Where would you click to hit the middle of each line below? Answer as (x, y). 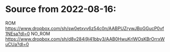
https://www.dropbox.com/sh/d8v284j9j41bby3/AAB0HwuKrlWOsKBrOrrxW (85, 39)
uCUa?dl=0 (17, 44)
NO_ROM (41, 33)
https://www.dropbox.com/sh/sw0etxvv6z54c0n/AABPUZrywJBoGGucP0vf (85, 28)
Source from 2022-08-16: (61, 9)
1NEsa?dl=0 (18, 33)
